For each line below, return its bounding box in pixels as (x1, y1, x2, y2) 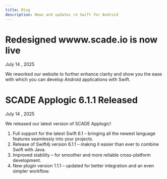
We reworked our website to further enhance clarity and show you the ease (5, 71, 162, 77)
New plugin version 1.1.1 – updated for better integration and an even (12, 163, 154, 169)
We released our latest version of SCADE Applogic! (5, 121, 112, 127)
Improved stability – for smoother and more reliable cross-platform (12, 152, 151, 158)
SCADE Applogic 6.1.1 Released (5, 94, 138, 106)
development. (12, 157, 41, 163)
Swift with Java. (12, 147, 46, 153)
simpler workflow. (12, 168, 50, 174)
